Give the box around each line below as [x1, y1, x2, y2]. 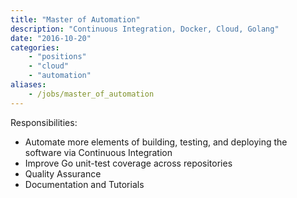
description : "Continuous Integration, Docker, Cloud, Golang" [10, 24, 280, 34]
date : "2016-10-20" [10, 33, 92, 43]
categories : [10, 42, 60, 53]
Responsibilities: [10, 116, 78, 128]
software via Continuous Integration [24, 146, 173, 158]
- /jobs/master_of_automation [28, 89, 155, 99]
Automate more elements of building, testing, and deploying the [24, 136, 288, 148]
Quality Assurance [24, 167, 102, 180]
